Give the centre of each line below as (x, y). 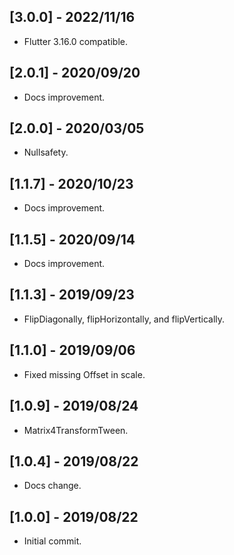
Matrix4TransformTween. (76, 430)
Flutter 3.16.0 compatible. (75, 41)
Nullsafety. (46, 152)
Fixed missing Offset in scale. (84, 374)
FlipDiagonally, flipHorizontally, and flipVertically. (124, 319)
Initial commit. (52, 541)
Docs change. (52, 486)
